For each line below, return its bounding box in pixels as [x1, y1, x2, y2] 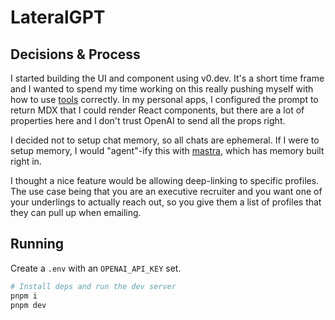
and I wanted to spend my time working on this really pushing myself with [10, 83, 314, 95]
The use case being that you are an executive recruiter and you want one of [10, 186, 323, 197]
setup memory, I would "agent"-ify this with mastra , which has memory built [10, 145, 325, 156]
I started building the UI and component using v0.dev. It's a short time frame [10, 72, 325, 84]
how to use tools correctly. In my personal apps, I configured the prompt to [10, 94, 319, 105]
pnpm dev [10, 300, 47, 310]
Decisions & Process [10, 46, 141, 63]
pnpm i [10, 291, 38, 301]
